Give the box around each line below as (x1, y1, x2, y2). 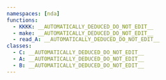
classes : (6, 42, 32, 49)
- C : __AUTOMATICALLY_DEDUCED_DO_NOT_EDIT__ (13, 49, 144, 56)
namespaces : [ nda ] (6, 10, 60, 17)
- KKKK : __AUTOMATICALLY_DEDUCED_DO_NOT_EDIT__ (13, 23, 154, 30)
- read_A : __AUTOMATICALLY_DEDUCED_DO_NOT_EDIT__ (13, 36, 160, 43)
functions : (6, 17, 38, 24)
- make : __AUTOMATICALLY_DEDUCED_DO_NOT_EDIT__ (13, 29, 154, 37)
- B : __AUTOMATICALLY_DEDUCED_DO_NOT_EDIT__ (13, 62, 144, 69)
